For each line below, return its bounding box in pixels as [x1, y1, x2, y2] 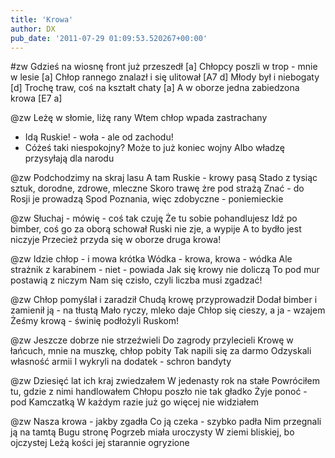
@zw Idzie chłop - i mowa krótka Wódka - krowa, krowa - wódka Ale [10, 253, 293, 265]
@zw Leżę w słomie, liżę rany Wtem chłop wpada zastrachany [10, 112, 268, 124]
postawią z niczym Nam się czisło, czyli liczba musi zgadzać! [10, 274, 263, 286]
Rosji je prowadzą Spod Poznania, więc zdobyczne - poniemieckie [10, 193, 284, 205]
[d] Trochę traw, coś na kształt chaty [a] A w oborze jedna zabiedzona [10, 82, 300, 94]
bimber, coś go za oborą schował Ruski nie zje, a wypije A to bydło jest [10, 223, 302, 235]
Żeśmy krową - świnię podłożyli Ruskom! [10, 315, 179, 327]
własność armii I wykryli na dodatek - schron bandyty [10, 356, 232, 368]
